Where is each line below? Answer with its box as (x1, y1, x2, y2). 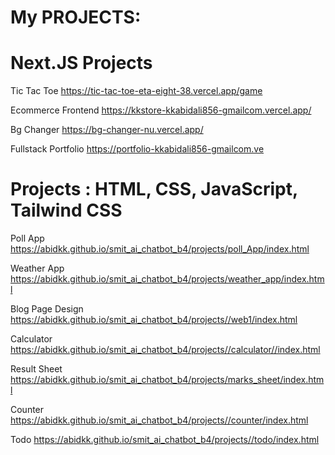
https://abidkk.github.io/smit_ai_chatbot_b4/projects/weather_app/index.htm (10, 273, 325, 285)
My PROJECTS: (10, 6, 142, 29)
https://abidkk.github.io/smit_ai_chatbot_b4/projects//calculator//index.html (10, 344, 321, 356)
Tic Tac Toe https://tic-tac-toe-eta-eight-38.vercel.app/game (10, 85, 263, 97)
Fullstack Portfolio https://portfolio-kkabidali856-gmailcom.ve (10, 143, 265, 155)
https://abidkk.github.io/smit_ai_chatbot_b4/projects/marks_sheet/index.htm (10, 374, 325, 386)
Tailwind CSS (10, 199, 123, 222)
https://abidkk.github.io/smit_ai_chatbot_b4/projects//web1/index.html (10, 314, 298, 326)
